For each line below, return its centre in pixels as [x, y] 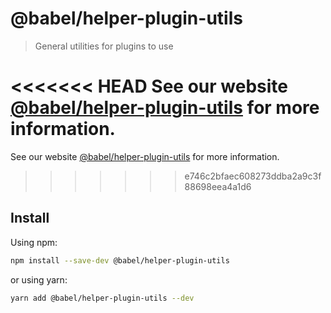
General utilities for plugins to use [104, 46]
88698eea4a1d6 [218, 186]
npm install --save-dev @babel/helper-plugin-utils [120, 260]
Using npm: [34, 242]
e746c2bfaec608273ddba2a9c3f [253, 176]
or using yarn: [39, 279]
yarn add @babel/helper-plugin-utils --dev [102, 298]
